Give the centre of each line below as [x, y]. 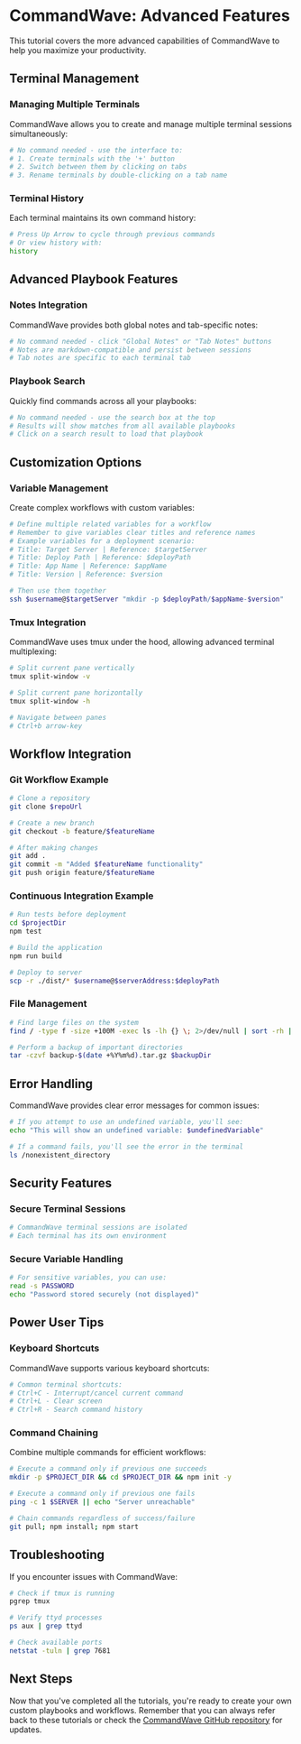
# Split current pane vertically [72, 669]
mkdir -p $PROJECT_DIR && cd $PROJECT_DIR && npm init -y [120, 1477]
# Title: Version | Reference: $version [87, 575]
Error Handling [51, 1084]
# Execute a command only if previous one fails [102, 1494]
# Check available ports [56, 1643]
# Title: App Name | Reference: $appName [88, 566]
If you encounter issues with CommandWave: [94, 1576]
